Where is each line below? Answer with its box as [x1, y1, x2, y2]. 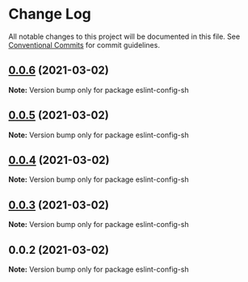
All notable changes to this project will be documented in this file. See [8, 32, 241, 41]
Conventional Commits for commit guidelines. [8, 40, 160, 49]
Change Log [8, 5, 91, 23]
